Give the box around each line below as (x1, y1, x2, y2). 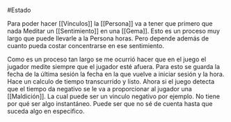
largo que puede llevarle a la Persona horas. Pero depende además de (7, 34, 209, 43)
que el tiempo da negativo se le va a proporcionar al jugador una (7, 85, 193, 93)
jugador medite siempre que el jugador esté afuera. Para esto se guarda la (7, 63, 221, 70)
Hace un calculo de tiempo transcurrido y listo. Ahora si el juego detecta (7, 77, 215, 86)
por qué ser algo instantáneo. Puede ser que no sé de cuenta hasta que (7, 100, 213, 107)
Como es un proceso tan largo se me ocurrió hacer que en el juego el (7, 55, 207, 63)
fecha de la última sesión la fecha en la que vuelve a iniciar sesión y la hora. (7, 70, 225, 78)
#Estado (7, 6, 31, 14)
